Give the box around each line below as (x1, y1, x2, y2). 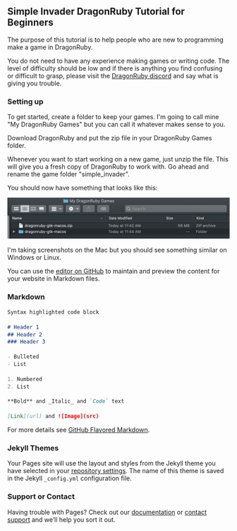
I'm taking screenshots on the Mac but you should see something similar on (7, 245, 227, 254)
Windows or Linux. (7, 253, 62, 262)
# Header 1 (7, 324, 39, 331)
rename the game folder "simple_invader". (7, 170, 130, 178)
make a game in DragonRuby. (7, 42, 93, 51)
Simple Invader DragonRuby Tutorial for (7, 6, 186, 18)
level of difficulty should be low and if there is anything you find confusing (7, 63, 223, 73)
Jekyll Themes (7, 443, 59, 453)
